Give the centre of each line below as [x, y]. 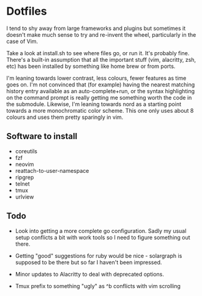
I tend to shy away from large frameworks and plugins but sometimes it [96, 28]
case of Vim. [22, 41]
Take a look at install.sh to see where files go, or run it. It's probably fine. [98, 53]
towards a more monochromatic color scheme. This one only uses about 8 [100, 110]
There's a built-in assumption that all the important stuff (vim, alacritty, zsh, [101, 59]
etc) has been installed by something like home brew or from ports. [91, 66]
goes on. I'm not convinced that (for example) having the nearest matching [101, 85]
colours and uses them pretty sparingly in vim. [65, 117]
